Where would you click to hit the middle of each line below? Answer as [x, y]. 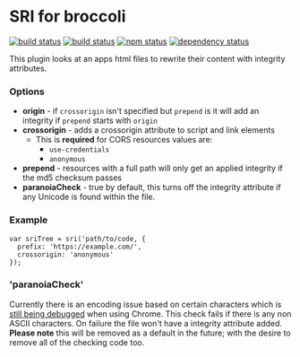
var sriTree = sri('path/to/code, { [77, 239]
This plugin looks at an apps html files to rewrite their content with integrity [147, 58]
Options [27, 91]
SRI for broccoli [68, 17]
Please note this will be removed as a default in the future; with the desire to [150, 333]
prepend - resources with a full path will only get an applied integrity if [153, 169]
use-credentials [79, 150]
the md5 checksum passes [72, 178]
